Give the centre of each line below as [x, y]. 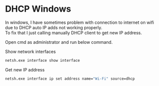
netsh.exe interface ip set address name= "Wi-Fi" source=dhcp [70, 79]
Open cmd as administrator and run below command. [59, 42]
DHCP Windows [38, 9]
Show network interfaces [30, 52]
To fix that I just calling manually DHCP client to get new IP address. [74, 33]
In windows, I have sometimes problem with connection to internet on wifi [80, 22]
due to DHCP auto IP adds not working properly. [54, 27]
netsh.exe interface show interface [42, 60]
